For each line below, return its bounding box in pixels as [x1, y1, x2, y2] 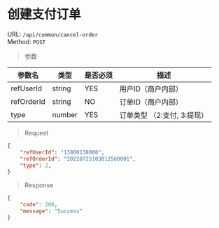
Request [24, 128, 49, 137]
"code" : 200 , [20, 201, 58, 208]
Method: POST [7, 37, 46, 46]
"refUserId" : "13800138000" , [20, 149, 105, 156]
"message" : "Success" [20, 208, 83, 215]
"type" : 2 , [20, 162, 52, 169]
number [52, 109, 78, 119]
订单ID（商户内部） [119, 97, 183, 107]
